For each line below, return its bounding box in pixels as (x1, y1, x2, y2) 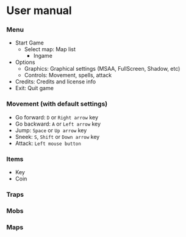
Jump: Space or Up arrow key (15, 126, 87, 134)
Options (15, 58, 35, 66)
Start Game (15, 39, 45, 46)
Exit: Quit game (15, 85, 54, 92)
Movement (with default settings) (6, 100, 108, 108)
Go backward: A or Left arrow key (15, 120, 101, 127)
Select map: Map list (24, 46, 76, 53)
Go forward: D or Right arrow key (15, 113, 99, 121)
